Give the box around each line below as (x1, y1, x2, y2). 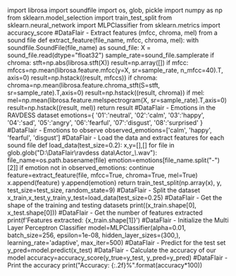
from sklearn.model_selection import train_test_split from (7, 13, 173, 22)
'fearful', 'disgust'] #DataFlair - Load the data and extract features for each (7, 133, 225, 142)
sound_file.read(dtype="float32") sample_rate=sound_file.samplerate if (7, 51, 215, 59)
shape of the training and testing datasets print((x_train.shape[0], (7, 201, 197, 209)
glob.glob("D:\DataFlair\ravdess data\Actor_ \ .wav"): (7, 148, 157, 157)
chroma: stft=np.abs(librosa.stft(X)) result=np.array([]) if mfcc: (7, 59, 189, 66)
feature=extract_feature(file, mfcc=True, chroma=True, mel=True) (7, 171, 199, 179)
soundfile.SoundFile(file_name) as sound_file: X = (7, 44, 151, 52)
